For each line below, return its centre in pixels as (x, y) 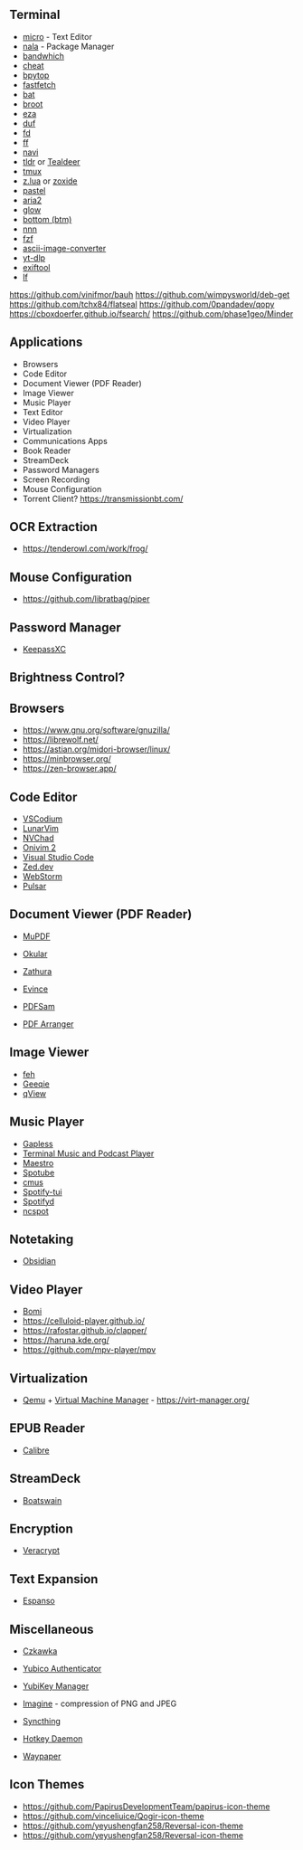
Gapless (38, 1143)
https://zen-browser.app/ (69, 769)
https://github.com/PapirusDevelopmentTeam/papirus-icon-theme (146, 1806)
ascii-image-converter (64, 248)
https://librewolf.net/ (61, 740)
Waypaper (42, 1756)
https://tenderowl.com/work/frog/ (85, 549)
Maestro (38, 1162)
